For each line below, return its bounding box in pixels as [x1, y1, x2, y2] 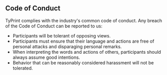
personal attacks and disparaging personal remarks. [12, 43, 122, 50]
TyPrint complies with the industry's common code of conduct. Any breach [5, 17, 162, 23]
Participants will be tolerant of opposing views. [12, 32, 111, 39]
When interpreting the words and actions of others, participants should [12, 49, 161, 55]
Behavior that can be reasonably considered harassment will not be [12, 59, 154, 65]
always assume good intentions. [12, 54, 80, 60]
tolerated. [12, 65, 33, 71]
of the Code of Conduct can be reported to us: [5, 23, 103, 29]
